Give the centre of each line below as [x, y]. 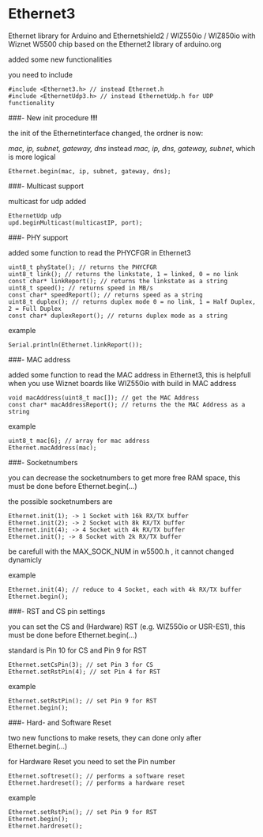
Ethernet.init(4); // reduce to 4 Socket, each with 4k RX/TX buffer [125, 589]
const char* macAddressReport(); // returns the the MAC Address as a [127, 404]
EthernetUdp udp [35, 216]
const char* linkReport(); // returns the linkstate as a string [118, 281]
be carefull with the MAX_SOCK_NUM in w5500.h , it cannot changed [121, 551]
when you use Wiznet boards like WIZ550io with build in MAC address [122, 383]
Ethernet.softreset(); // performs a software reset [97, 776]
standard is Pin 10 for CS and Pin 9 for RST [78, 650]
